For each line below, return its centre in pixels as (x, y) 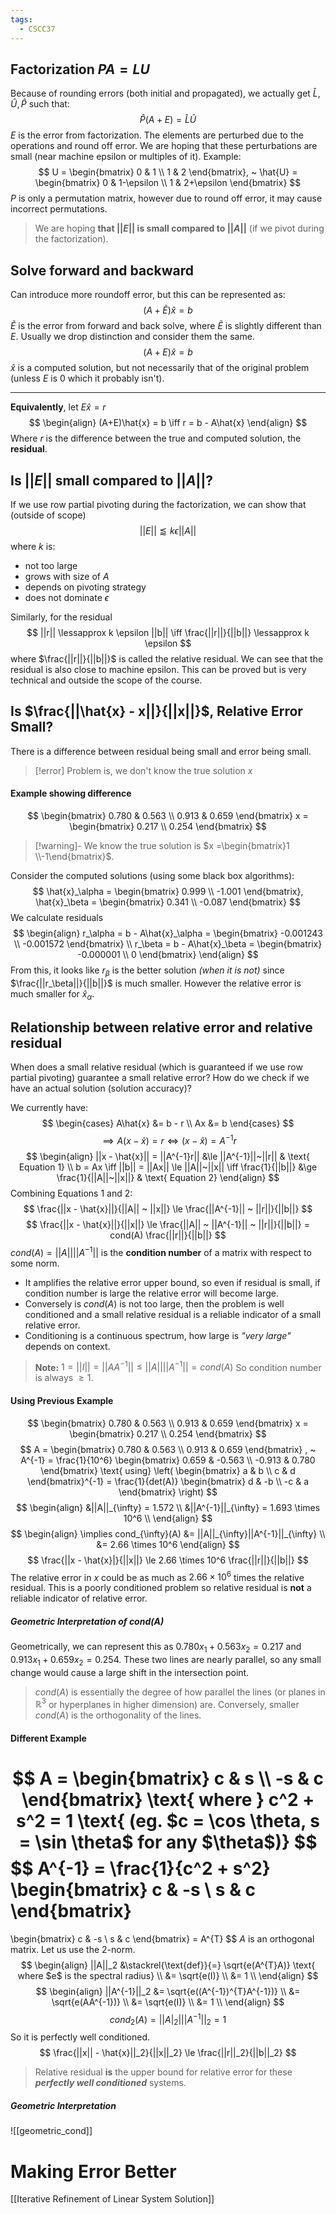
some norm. (35, 1263)
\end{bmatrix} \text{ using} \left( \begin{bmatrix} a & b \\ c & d (168, 1470)
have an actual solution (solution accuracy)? (101, 1088)
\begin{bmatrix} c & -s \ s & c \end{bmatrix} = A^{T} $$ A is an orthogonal (162, 1938)
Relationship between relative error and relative (161, 1027)
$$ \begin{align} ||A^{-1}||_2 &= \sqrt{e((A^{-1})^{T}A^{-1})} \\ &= (168, 1991)
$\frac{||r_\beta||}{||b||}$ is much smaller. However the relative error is (156, 983)
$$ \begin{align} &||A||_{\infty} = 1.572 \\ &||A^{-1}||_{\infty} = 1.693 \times (168, 1507)
